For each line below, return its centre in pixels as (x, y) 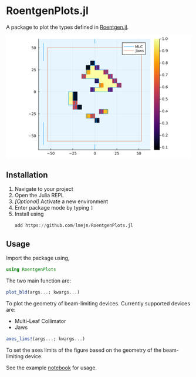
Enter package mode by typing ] (54, 208)
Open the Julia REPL (39, 196)
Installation (27, 175)
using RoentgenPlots (31, 270)
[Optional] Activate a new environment (61, 201)
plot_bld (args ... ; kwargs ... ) (43, 292)
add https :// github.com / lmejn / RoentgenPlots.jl (74, 225)
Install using (29, 214)
